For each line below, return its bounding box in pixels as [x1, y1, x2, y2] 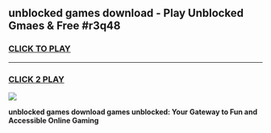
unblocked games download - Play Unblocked [8, 6, 244, 20]
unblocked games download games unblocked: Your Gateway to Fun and [8, 106, 258, 116]
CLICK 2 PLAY [8, 73, 65, 85]
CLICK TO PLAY [8, 44, 71, 55]
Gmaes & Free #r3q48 [8, 19, 121, 33]
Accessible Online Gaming [8, 115, 99, 125]
